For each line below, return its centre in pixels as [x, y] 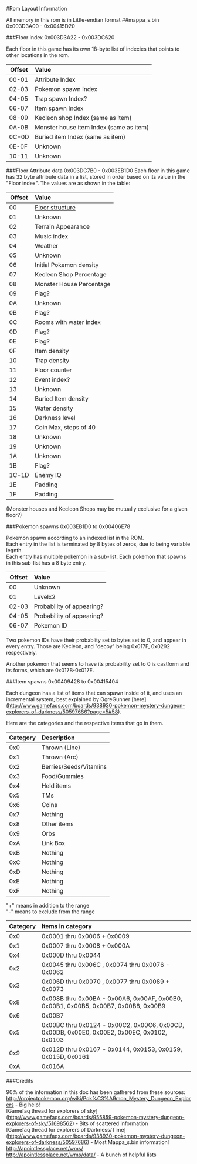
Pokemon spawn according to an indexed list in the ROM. [75, 538]
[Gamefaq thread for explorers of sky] [52, 1111]
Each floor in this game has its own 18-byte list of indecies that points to [93, 49]
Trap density [52, 360]
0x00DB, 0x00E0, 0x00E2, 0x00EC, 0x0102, [104, 1033]
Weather [47, 246]
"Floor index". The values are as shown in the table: [68, 183]
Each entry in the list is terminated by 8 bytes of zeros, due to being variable [98, 544]
